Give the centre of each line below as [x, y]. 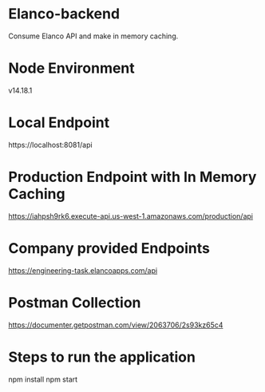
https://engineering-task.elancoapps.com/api [83, 270]
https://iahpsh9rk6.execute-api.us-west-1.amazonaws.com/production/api [131, 216]
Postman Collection [75, 302]
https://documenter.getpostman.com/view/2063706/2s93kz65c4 [116, 325]
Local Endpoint [59, 123]
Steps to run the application [102, 357]
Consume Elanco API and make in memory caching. [93, 36]
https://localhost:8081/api [51, 145]
